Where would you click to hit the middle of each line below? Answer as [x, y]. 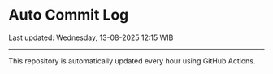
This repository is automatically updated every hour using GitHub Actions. [132, 61]
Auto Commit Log [69, 15]
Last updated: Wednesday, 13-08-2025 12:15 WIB [91, 37]
